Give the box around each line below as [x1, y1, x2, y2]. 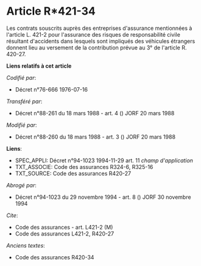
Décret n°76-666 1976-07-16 [15, 85, 88, 93]
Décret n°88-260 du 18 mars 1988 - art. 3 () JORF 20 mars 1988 [15, 133, 175, 140]
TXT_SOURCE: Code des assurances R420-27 [15, 170, 132, 177]
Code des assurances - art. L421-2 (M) [15, 223, 113, 231]
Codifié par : [6, 74, 37, 81]
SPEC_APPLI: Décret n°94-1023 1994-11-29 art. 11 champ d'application [15, 157, 194, 164]
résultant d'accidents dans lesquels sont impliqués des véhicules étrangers [6, 37, 196, 45]
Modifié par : [6, 121, 38, 129]
